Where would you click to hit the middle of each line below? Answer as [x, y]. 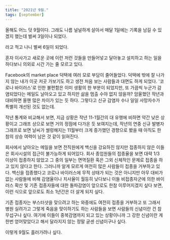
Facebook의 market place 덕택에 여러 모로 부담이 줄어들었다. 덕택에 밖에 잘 [80, 75]
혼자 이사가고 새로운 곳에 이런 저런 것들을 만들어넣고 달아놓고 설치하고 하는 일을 [83, 58]
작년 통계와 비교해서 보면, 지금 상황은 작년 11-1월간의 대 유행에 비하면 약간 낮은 [82, 117]
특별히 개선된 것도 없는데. [30, 107]
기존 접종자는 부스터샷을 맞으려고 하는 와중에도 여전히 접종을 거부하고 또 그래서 [83, 202]
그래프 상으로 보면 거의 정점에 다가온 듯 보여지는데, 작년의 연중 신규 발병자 [91, 124]
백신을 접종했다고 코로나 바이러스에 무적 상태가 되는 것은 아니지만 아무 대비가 [88, 173]
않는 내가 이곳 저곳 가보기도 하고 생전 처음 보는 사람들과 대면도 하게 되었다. [84, 81]
